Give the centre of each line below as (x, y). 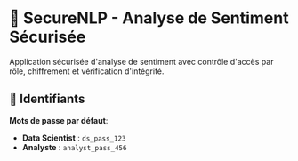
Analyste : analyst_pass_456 (74, 147)
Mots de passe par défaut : (59, 120)
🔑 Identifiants (47, 99)
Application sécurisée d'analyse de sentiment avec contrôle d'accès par (141, 61)
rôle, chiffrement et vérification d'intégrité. (87, 71)
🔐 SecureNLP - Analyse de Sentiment (149, 18)
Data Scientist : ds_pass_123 (74, 138)
